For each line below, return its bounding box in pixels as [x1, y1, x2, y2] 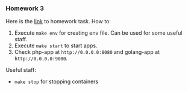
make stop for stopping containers [14, 78, 99, 85]
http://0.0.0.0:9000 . [14, 55, 67, 62]
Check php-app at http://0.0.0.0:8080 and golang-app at [14, 48, 160, 56]
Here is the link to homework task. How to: [5, 18, 111, 25]
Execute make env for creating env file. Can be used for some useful [14, 29, 183, 37]
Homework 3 [5, 4, 45, 13]
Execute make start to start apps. [14, 42, 98, 49]
